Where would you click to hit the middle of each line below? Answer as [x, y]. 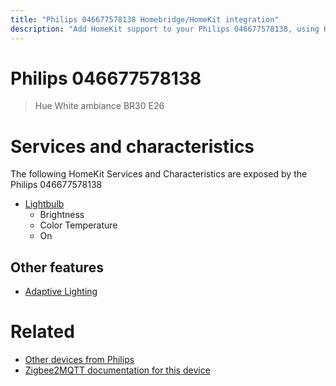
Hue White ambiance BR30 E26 [99, 106]
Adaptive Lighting [61, 292]
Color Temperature [78, 225]
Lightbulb [44, 204]
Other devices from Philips [79, 360]
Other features [57, 267]
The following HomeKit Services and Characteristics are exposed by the [159, 174]
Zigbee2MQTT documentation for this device [117, 370]
